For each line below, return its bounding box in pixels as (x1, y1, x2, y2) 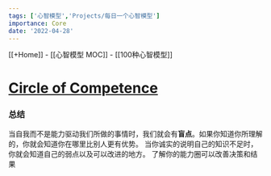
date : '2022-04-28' (8, 27, 74, 35)
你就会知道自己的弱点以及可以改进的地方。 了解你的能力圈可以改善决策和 (8, 149, 251, 158)
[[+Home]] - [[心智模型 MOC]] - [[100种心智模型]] (8, 50, 173, 60)
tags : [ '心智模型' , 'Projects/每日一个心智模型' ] (8, 11, 161, 20)
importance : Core (8, 19, 67, 27)
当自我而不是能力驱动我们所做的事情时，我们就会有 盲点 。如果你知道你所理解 (8, 128, 263, 138)
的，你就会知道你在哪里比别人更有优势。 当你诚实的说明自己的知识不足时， (8, 139, 258, 149)
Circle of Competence (8, 78, 159, 97)
